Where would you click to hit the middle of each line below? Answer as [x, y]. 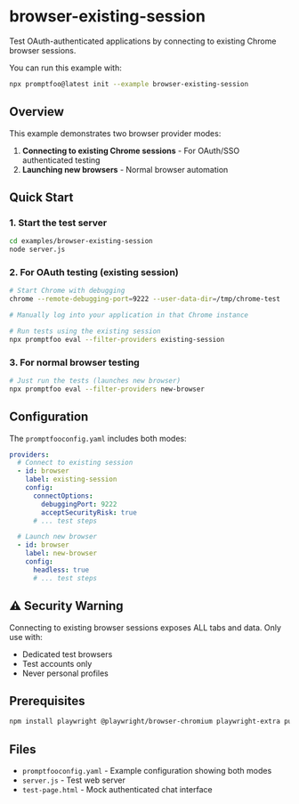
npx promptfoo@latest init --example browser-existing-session [129, 84]
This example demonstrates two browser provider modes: [115, 133]
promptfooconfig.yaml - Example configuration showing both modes [147, 771]
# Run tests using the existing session [85, 331]
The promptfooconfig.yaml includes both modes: [98, 438]
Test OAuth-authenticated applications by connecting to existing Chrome [143, 41]
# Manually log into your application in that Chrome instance [129, 315]
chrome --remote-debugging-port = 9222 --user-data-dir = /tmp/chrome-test [145, 299]
